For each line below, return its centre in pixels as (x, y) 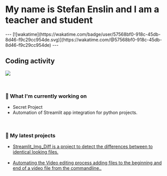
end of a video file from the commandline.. (57, 168)
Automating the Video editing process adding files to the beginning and (87, 163)
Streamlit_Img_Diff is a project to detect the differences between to (83, 146)
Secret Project (28, 107)
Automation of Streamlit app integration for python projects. (75, 112)
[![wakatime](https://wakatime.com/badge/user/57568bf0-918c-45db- (87, 34)
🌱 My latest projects (30, 135)
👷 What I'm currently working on (46, 96)
